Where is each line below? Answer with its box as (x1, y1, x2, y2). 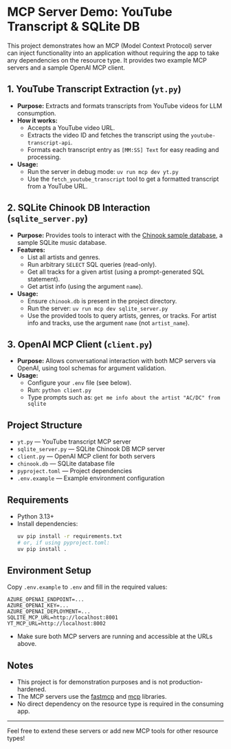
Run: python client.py (27, 386, 91, 394)
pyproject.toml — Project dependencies (16, 467, 133, 475)
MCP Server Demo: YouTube (7, 4, 173, 20)
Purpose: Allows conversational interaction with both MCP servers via (16, 357, 217, 365)
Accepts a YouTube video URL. (27, 123, 115, 131)
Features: (16, 246, 46, 254)
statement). (27, 274, 60, 283)
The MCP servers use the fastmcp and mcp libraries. (16, 693, 167, 701)
